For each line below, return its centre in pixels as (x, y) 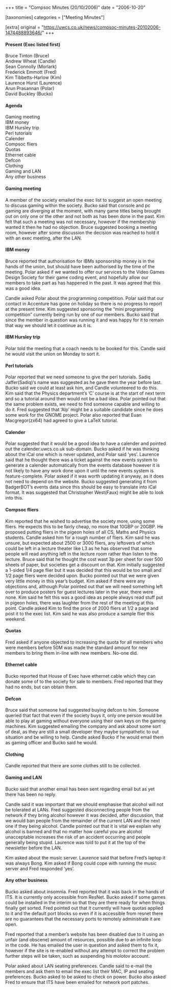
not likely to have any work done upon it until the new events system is (80, 471)
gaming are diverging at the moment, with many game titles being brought (83, 211)
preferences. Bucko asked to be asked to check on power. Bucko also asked (86, 977)
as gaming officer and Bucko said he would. (52, 743)
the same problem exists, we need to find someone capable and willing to (83, 404)
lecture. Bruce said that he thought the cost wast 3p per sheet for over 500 (84, 559)
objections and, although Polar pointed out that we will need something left (84, 586)
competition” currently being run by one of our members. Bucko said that (82, 314)
